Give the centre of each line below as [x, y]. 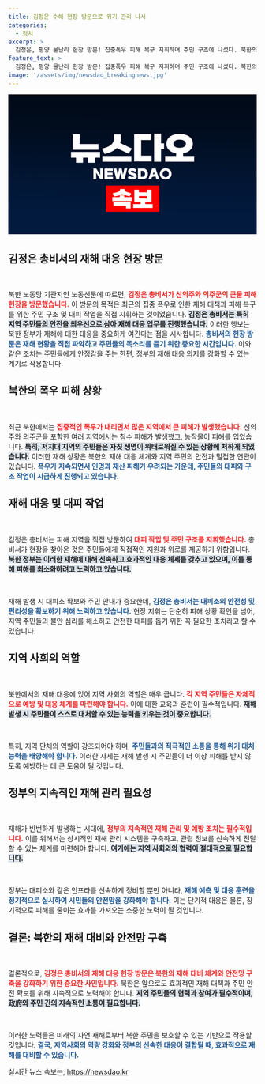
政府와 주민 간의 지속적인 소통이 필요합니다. [75, 1003]
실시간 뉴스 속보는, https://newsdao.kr [68, 1072]
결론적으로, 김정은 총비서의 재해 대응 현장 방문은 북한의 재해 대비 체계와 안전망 [127, 973]
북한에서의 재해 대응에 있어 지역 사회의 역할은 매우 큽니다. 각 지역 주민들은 [121, 694]
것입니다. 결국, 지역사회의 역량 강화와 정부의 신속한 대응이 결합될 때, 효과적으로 [128, 1045]
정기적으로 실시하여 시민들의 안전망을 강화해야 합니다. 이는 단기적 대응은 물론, [126, 901]
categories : [28, 25]
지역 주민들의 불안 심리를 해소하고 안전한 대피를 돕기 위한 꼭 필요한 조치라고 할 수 [132, 621]
